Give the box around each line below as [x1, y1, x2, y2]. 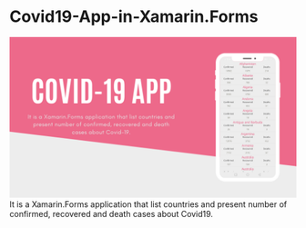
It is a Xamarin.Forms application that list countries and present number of [9, 199, 288, 210]
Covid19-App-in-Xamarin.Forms [9, 6, 259, 27]
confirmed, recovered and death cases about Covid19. [9, 209, 214, 220]
